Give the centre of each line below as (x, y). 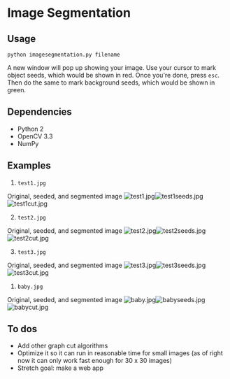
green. (17, 90)
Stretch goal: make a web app (60, 368)
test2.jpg (32, 217)
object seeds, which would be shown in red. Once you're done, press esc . (114, 75)
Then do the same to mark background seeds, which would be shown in (111, 83)
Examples (29, 166)
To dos (22, 329)
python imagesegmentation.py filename (64, 55)
